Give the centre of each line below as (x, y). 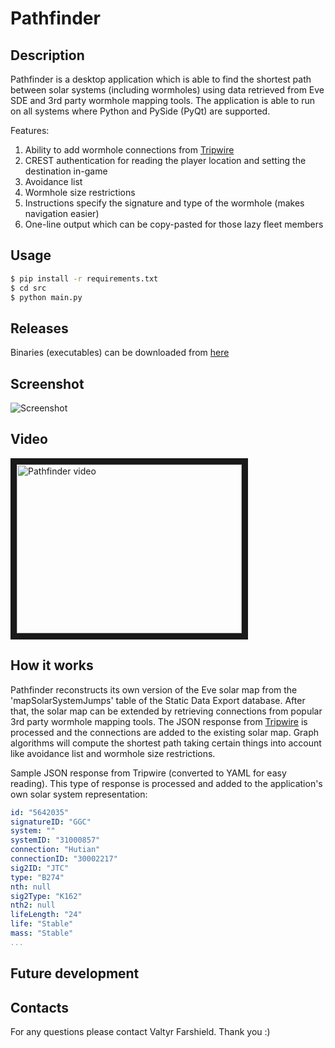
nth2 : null (33, 905)
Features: (30, 130)
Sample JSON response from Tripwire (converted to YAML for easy (148, 773)
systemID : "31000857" (55, 840)
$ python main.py (46, 297)
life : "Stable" (42, 924)
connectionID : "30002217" (64, 859)
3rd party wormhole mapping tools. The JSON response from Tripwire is (159, 721)
